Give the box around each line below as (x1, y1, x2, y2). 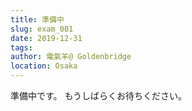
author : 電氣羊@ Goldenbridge (10, 52, 132, 62)
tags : (10, 42, 33, 53)
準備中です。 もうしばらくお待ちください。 (10, 90, 188, 101)
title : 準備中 (10, 14, 65, 25)
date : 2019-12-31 (10, 33, 83, 43)
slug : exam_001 (10, 24, 74, 34)
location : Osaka (10, 61, 78, 71)
